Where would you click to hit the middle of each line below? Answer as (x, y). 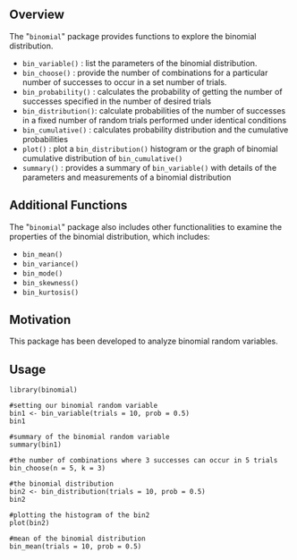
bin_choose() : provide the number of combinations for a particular (145, 72)
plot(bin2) (30, 523)
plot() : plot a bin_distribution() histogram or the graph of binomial (150, 148)
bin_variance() (51, 264)
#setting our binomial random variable (84, 406)
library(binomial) (43, 390)
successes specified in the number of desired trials (117, 101)
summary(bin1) (36, 445)
